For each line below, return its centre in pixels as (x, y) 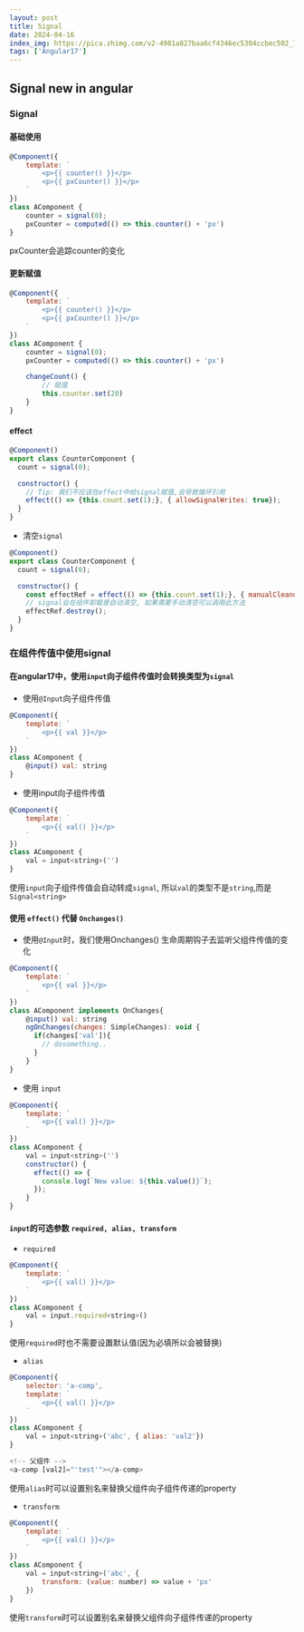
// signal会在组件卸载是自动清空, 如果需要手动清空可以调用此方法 (136, 603)
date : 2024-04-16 (42, 34)
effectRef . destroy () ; (66, 612)
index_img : (30, 43)
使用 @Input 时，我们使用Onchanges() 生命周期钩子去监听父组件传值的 (151, 940)
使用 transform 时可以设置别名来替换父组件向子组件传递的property (131, 1617)
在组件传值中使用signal (60, 653)
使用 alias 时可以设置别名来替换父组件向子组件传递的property (123, 1488)
